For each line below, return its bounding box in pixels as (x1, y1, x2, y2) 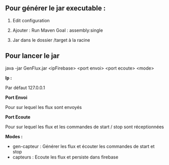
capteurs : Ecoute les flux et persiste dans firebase (12, 154, 119, 160)
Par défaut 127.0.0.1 (5, 84, 45, 90)
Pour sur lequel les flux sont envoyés (5, 104, 82, 110)
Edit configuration (12, 17, 50, 23)
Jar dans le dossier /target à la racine (12, 37, 90, 43)
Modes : (5, 133, 23, 139)
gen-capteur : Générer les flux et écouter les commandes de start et (12, 143, 155, 149)
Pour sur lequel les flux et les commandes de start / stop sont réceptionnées (5, 124, 164, 130)
